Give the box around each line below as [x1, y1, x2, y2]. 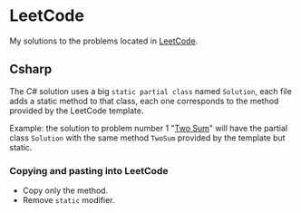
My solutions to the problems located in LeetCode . [9, 35, 199, 46]
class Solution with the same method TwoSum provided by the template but [9, 132, 286, 143]
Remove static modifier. [22, 195, 115, 206]
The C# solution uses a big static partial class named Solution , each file [9, 85, 292, 96]
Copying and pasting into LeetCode [9, 164, 169, 177]
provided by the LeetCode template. [9, 105, 144, 116]
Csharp [9, 62, 53, 77]
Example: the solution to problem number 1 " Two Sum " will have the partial [9, 122, 288, 133]
